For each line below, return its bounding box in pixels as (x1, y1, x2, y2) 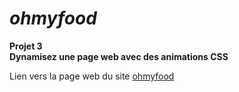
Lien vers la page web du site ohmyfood (9, 70, 175, 82)
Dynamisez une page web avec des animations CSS (9, 50, 229, 62)
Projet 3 (9, 40, 43, 52)
